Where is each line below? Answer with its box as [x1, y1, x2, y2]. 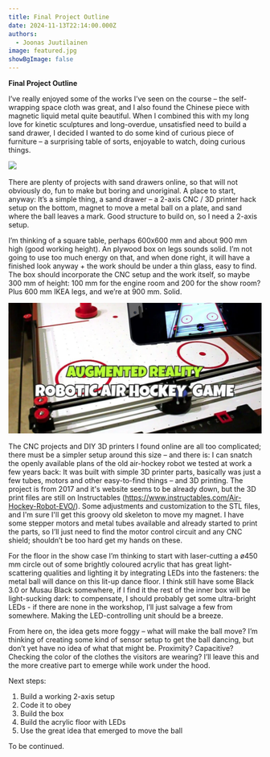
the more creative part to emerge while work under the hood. [8, 661, 211, 670]
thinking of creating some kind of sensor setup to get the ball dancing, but [8, 635, 254, 644]
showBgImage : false [8, 55, 74, 63]
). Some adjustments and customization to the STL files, [75, 501, 260, 511]
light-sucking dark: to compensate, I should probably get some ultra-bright [8, 594, 256, 604]
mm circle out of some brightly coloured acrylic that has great [8, 559, 213, 570]
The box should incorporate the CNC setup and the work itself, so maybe [8, 270, 251, 279]
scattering [8, 568, 43, 578]
